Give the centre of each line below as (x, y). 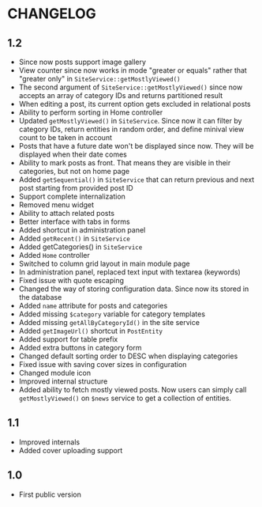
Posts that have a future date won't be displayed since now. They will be (136, 146)
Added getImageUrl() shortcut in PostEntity (91, 331)
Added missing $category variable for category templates (112, 314)
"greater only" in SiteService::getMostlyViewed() (99, 79)
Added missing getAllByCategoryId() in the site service (109, 322)
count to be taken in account (65, 138)
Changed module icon (55, 373)
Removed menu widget (56, 205)
